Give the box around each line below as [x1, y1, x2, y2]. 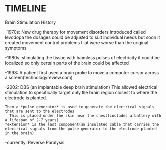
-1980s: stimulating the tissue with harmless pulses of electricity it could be [5, 54, 160, 60]
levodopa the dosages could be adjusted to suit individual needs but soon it [5, 34, 160, 40]
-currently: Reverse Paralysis [5, 139, 65, 145]
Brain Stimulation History [5, 19, 56, 25]
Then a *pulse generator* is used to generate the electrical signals [5, 104, 155, 109]
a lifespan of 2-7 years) [5, 117, 59, 122]
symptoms [5, 45, 27, 51]
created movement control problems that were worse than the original [5, 39, 149, 45]
